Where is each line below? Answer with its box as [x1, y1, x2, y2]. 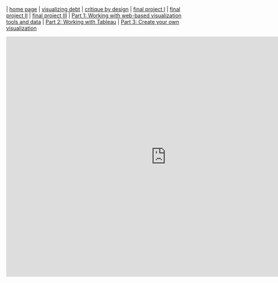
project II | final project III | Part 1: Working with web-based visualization [6, 12, 182, 19]
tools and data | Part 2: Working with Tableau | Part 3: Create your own [6, 18, 179, 25]
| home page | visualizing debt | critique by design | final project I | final [6, 6, 181, 13]
